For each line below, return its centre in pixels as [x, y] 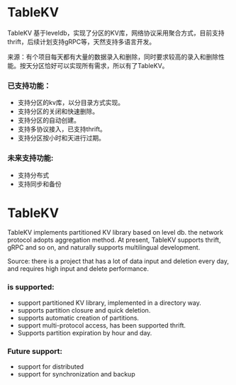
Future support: [35, 351]
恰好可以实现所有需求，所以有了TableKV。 [106, 65]
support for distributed [51, 367]
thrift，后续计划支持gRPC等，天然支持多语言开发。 [82, 41]
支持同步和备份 [39, 184]
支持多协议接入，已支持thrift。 [62, 129]
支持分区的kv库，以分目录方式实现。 [71, 103]
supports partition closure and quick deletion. [84, 310]
